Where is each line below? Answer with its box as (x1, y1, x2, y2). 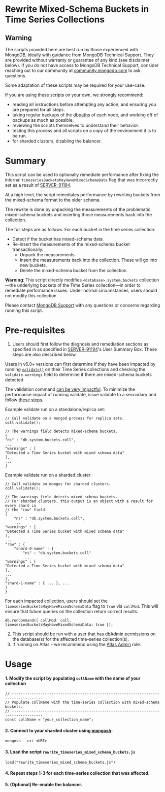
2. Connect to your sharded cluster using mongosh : (5, 727, 113, 733)
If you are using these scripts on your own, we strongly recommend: (5, 92, 144, 98)
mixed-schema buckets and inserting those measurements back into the (5, 211, 152, 217)
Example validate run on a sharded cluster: (5, 472, 92, 478)
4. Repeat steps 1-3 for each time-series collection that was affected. (5, 770, 150, 776)
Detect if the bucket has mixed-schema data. (12, 236, 104, 242)
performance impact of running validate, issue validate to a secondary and (5, 391, 157, 397)
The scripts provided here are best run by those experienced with (5, 47, 138, 52)
